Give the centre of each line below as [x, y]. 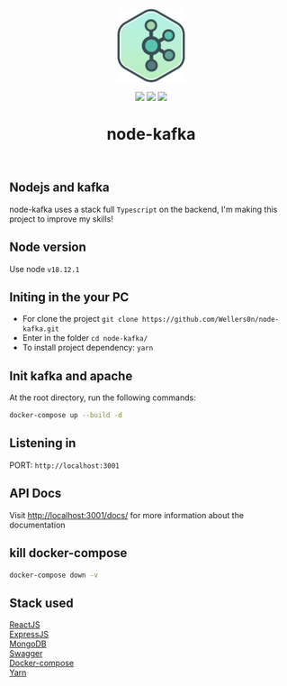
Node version [48, 247]
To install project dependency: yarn [88, 348]
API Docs [36, 494]
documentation [37, 525]
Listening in [43, 443]
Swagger [26, 654]
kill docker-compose [68, 553]
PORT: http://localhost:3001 [64, 465]
